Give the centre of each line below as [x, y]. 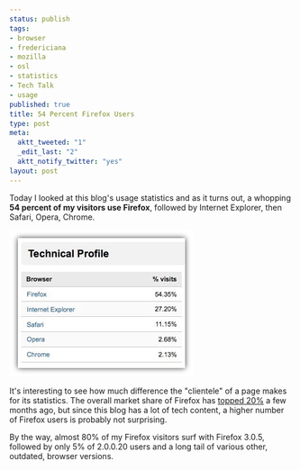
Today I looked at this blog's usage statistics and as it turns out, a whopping [150, 197]
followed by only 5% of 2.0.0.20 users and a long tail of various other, [139, 447]
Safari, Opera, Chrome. [52, 217]
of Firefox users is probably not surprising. [88, 420]
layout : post [34, 171]
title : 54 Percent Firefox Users [72, 114]
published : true [40, 104]
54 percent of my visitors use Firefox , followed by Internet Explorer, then [145, 207]
